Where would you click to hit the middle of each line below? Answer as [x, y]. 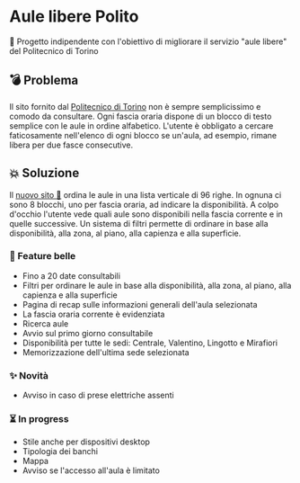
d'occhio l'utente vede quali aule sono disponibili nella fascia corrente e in [146, 214]
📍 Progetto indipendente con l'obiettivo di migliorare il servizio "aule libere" [148, 41]
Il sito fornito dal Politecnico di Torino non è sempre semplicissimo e [135, 106]
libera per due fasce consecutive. [71, 145]
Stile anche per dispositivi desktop [86, 442]
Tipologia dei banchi [60, 452]
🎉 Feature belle [43, 256]
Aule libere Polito [74, 17]
